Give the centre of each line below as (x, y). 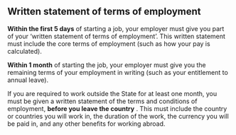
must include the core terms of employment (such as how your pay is (109, 43)
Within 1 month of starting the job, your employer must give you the (107, 65)
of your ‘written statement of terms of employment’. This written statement (117, 36)
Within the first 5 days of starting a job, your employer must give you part (116, 28)
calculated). (25, 51)
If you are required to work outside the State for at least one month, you (112, 93)
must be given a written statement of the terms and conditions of (102, 101)
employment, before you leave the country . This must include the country (117, 108)
